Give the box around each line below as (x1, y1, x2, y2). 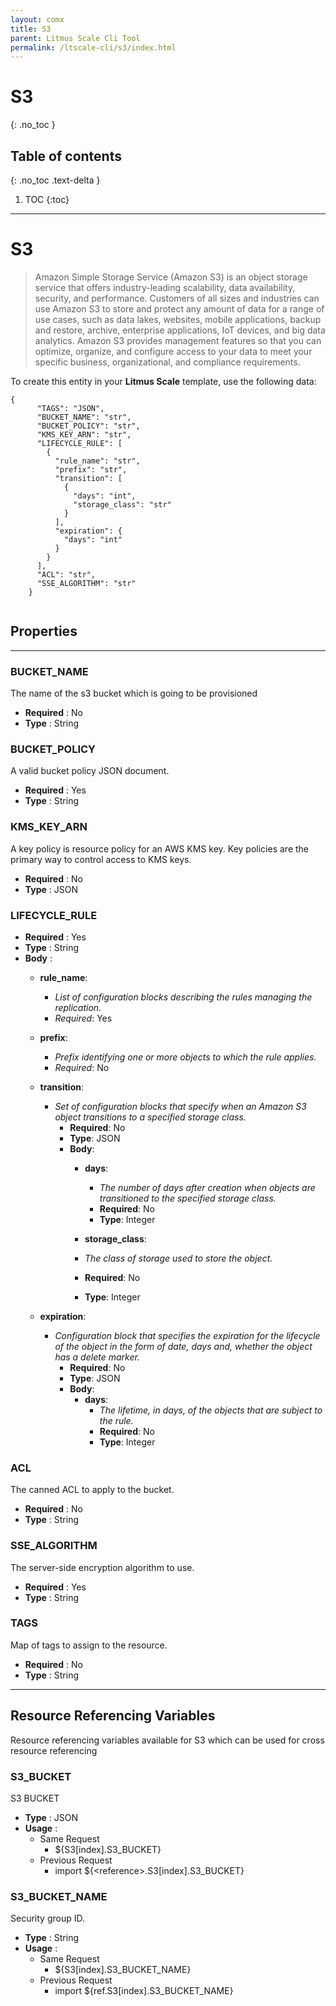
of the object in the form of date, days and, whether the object (54, 1340, 313, 1352)
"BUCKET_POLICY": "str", (36, 421, 141, 431)
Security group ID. (10, 1912, 85, 1925)
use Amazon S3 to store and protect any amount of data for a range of (34, 302, 325, 315)
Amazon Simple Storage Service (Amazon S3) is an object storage (34, 271, 308, 283)
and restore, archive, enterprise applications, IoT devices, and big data (34, 324, 326, 336)
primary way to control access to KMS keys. (10, 853, 192, 865)
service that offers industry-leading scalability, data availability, (34, 281, 296, 293)
